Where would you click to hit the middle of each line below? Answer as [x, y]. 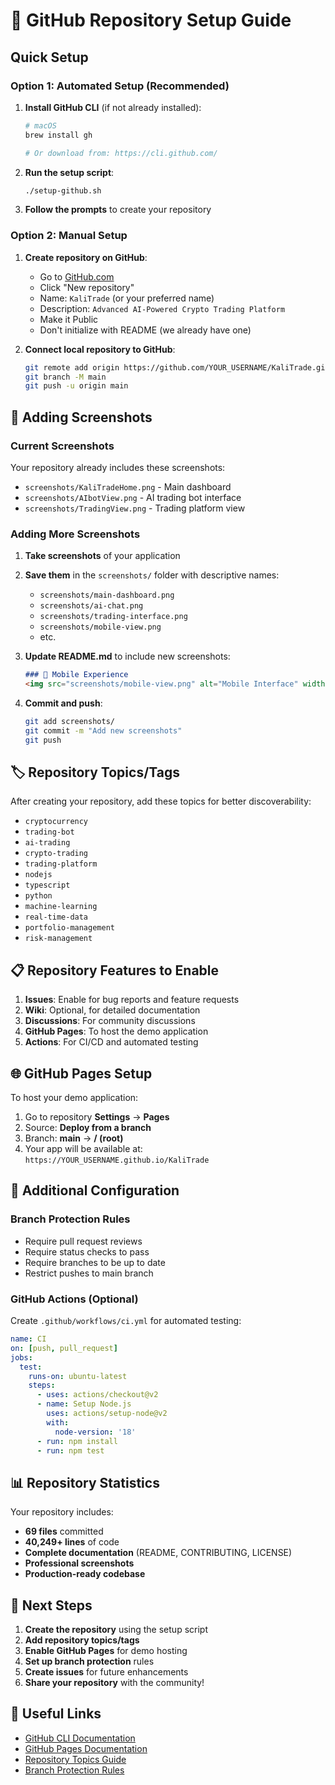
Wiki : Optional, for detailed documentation [112, 1010]
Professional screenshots [79, 1563]
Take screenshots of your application [102, 556]
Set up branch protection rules [89, 1661]
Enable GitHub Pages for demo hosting [106, 1651]
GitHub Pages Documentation [86, 1748]
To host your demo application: [74, 1098]
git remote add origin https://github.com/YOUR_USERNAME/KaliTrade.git [177, 367]
